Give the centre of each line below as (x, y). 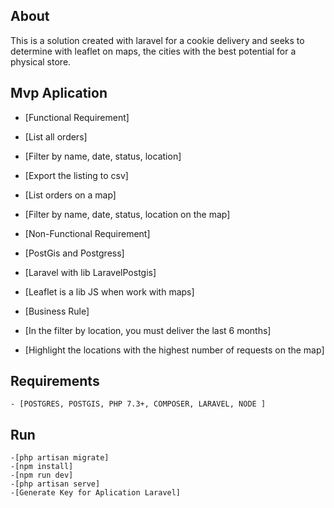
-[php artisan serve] (55, 484)
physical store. (41, 61)
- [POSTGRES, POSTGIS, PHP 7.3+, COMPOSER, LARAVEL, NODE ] (138, 404)
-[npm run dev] (42, 475)
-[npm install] (42, 467)
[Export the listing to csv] (76, 175)
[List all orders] (56, 136)
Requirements (55, 381)
